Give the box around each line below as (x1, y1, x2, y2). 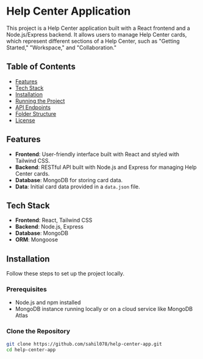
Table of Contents (6, 62, 76, 72)
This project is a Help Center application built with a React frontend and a (6, 24, 190, 32)
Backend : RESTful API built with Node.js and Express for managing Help (15, 163, 197, 171)
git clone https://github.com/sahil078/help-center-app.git (6, 341, 163, 347)
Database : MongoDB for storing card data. (15, 176, 123, 183)
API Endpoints (15, 104, 51, 111)
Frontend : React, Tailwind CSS (15, 216, 93, 224)
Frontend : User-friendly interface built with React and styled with (15, 151, 180, 158)
